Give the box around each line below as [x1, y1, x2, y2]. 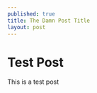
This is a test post [7, 77, 59, 86]
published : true [7, 10, 55, 18]
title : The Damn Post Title [7, 17, 91, 24]
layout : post [7, 23, 46, 31]
